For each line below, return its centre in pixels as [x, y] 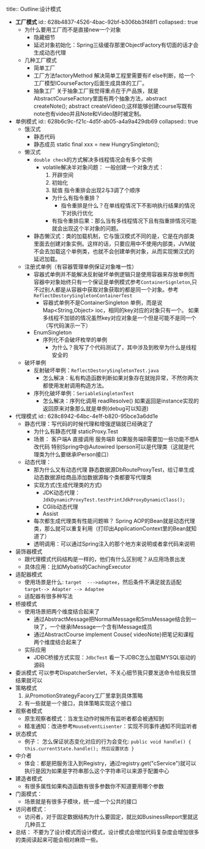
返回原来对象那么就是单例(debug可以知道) [95, 408]
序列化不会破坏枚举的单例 [75, 339]
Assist [50, 513]
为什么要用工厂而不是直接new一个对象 [73, 30]
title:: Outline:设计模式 [34, 9]
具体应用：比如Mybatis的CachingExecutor [78, 567]
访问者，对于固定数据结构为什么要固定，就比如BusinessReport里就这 [111, 817]
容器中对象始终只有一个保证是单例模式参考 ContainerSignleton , [113, 282]
